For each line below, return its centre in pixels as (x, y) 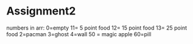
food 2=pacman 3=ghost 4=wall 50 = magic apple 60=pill (79, 34)
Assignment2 (41, 11)
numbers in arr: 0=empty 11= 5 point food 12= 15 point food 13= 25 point (97, 28)
